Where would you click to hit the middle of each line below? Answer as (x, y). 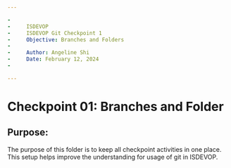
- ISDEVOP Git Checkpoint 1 (55, 33)
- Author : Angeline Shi (49, 53)
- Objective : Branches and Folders (66, 39)
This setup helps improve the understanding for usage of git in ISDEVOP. (113, 157)
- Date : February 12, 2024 (53, 59)
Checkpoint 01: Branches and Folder (115, 106)
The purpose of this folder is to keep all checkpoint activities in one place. (114, 149)
